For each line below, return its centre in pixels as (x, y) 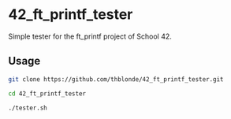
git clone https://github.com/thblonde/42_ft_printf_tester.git (116, 79)
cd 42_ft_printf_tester (47, 93)
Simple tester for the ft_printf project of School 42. (90, 36)
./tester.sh (28, 108)
